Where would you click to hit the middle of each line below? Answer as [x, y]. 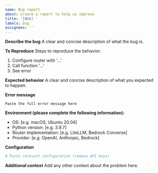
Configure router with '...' [37, 60]
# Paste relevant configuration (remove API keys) [57, 156]
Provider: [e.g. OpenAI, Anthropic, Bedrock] [56, 138]
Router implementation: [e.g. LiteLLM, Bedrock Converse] [70, 133]
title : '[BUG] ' [21, 19]
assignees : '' [19, 28]
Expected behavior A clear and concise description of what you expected [79, 80]
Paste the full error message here [41, 104]
